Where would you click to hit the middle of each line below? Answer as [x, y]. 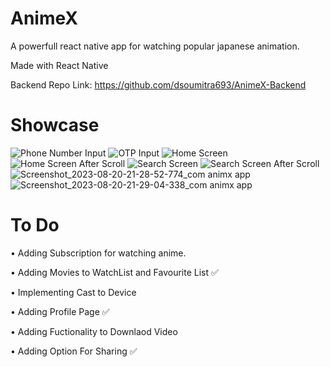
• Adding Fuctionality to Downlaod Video [94, 331]
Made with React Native [59, 65]
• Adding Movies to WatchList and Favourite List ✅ [114, 272]
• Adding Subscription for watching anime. [98, 253]
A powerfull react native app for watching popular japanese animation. [155, 46]
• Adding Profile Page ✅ [60, 311]
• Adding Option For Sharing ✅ [74, 351]
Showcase [55, 125]
